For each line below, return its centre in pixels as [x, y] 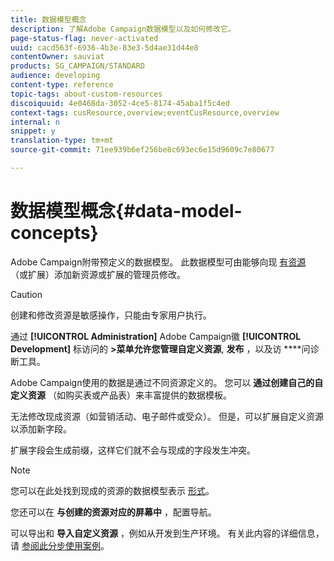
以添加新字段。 [41, 428]
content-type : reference [62, 85]
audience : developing [55, 76]
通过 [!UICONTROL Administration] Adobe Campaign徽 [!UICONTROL [156, 336]
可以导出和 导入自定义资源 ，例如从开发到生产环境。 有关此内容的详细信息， [167, 533]
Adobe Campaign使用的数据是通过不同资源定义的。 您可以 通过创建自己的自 [167, 382]
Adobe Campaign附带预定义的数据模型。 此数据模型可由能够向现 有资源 [158, 262]
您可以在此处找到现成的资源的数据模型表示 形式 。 [112, 490]
